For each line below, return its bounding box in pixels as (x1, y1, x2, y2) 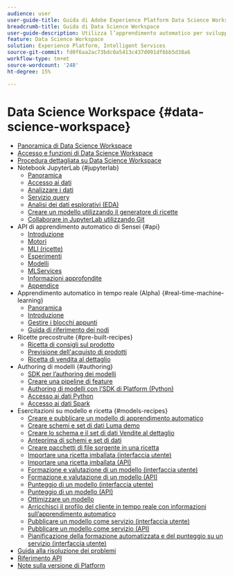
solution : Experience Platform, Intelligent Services (7, 42, 166, 49)
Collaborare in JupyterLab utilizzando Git (27, 216, 145, 224)
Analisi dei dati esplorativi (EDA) (27, 200, 119, 209)
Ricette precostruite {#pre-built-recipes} (17, 333, 133, 342)
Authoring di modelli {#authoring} (17, 363, 113, 371)
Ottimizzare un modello (27, 495, 95, 503)
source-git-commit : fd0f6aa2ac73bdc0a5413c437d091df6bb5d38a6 (7, 49, 191, 56)
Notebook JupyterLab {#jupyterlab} (17, 164, 119, 172)
